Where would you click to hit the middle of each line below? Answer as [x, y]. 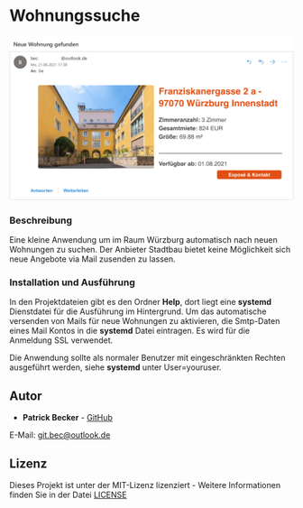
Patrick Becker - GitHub [67, 418]
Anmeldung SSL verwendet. [61, 340]
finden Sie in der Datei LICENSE [68, 495]
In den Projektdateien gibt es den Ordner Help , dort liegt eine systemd [141, 302]
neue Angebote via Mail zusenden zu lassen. [92, 259]
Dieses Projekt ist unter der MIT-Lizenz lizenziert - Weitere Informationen [145, 485]
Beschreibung [41, 220]
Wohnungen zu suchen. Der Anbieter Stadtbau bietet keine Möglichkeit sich [150, 250]
